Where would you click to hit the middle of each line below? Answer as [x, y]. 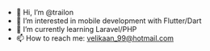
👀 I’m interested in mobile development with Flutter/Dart [109, 21]
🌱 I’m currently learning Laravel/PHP [76, 29]
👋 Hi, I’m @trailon [45, 12]
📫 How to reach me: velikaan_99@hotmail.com [95, 38]
